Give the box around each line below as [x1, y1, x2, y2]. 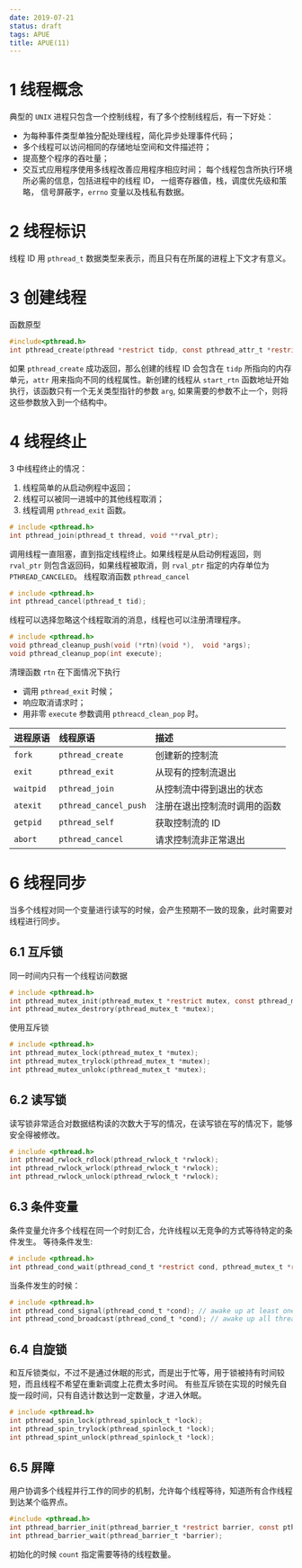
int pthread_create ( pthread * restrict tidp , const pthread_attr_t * [9, 345, 271, 354]
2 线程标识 [9, 221, 87, 242]
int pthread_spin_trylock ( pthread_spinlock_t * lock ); [9, 1424, 216, 1433]
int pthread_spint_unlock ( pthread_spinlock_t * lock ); [9, 1432, 216, 1442]
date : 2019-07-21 [9, 13, 75, 22]
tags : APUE [9, 30, 50, 39]
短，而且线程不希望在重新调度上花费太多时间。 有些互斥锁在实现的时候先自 [9, 1378, 288, 1390]
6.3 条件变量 [9, 1199, 79, 1214]
